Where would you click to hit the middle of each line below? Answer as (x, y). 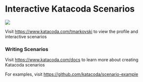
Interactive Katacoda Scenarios (70, 9)
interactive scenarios (26, 36)
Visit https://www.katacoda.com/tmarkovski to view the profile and (71, 31)
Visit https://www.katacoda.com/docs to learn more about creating (72, 60)
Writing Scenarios (27, 49)
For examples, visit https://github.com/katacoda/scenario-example (71, 74)
